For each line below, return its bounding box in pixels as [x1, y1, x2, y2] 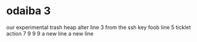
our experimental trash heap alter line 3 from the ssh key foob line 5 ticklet [6, 24, 191, 31]
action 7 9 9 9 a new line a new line [6, 30, 94, 37]
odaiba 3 [6, 4, 51, 18]
